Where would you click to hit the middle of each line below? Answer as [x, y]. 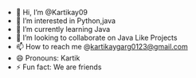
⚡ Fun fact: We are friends [59, 67]
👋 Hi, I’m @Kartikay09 [51, 12]
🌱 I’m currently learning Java [63, 29]
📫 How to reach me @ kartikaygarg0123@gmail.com [102, 47]
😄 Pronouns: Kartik [48, 58]
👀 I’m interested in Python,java [66, 21]
